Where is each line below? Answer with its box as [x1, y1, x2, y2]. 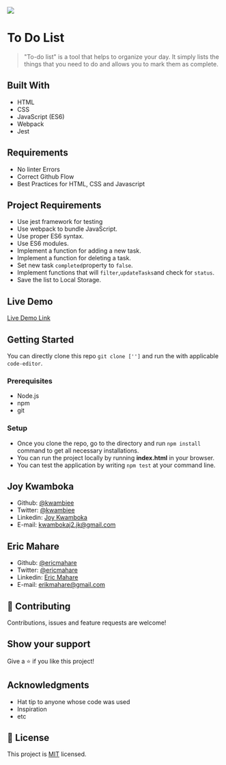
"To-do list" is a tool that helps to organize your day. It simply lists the [23, 52, 220, 61]
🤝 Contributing [7, 600, 71, 612]
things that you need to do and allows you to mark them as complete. [23, 60, 218, 68]
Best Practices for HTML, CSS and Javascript [16, 179, 145, 188]
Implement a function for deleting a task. [16, 254, 132, 262]
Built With [7, 79, 50, 92]
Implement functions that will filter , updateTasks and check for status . [16, 268, 215, 277]
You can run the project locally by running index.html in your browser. [16, 453, 215, 462]
